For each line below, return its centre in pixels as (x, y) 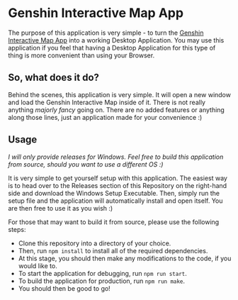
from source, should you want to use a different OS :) (86, 164)
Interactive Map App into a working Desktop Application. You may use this (116, 40)
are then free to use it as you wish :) (61, 208)
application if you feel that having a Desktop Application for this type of (112, 48)
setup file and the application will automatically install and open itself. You (115, 201)
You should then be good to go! (64, 288)
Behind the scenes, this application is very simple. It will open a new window (119, 94)
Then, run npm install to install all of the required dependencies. (113, 250)
